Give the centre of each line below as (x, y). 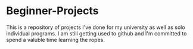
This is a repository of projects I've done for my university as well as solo (96, 27)
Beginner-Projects (53, 11)
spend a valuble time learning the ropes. (56, 40)
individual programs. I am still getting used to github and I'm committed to (96, 33)
